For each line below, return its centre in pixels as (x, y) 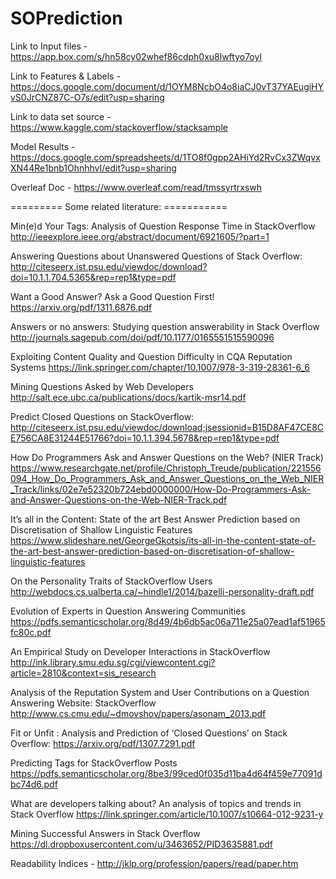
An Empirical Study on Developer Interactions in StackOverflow (140, 651)
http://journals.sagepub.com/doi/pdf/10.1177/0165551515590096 (142, 337)
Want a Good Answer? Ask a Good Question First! (112, 296)
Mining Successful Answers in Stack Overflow (105, 833)
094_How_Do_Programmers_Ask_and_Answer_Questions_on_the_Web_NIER (167, 478)
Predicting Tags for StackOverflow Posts (94, 763)
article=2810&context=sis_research (83, 673)
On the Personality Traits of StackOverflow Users (111, 581)
